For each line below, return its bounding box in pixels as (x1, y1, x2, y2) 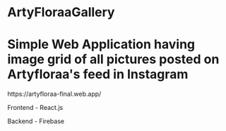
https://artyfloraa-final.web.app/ (7, 89, 102, 99)
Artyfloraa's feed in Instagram (7, 66, 189, 82)
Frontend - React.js (7, 104, 64, 112)
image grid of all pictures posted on (7, 51, 220, 68)
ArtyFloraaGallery (7, 4, 115, 20)
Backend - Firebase (7, 117, 65, 125)
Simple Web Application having (7, 37, 196, 53)
